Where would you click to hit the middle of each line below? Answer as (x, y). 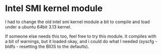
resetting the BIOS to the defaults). (54, 46)
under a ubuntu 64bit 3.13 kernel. (38, 27)
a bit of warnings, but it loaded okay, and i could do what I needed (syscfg (80, 41)
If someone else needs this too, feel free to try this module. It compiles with (81, 36)
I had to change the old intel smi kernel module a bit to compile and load (77, 22)
